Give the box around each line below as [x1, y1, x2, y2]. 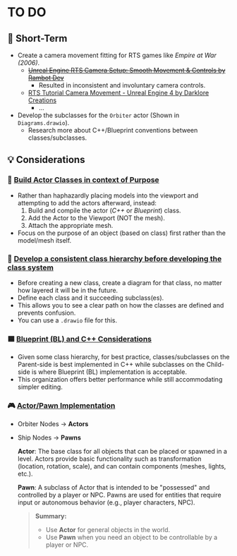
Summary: [35, 512, 67, 520]
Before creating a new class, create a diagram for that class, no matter [17, 278, 222, 286]
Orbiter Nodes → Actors [17, 419, 89, 428]
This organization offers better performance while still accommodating [17, 375, 223, 384]
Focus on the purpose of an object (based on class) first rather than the [17, 229, 226, 237]
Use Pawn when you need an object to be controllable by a [45, 533, 218, 541]
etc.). [17, 469, 33, 478]
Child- [206, 361, 224, 369]
